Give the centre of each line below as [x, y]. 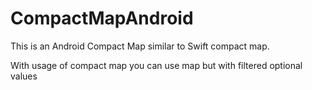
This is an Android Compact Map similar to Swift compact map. [140, 46]
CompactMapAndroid [102, 18]
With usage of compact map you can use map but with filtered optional [156, 65]
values [24, 76]
